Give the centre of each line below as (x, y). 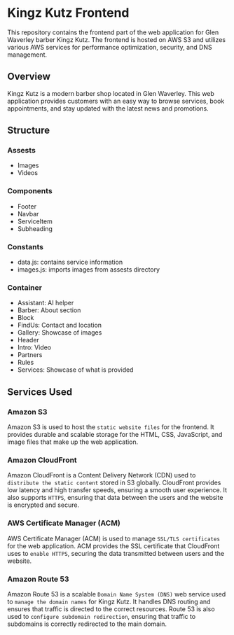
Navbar (28, 214)
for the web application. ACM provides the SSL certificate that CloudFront (113, 546)
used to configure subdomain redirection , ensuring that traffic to (102, 616)
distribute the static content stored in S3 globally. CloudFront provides (114, 483)
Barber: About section (49, 310)
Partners (30, 355)
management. (27, 55)
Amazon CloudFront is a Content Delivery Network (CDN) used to (102, 475)
